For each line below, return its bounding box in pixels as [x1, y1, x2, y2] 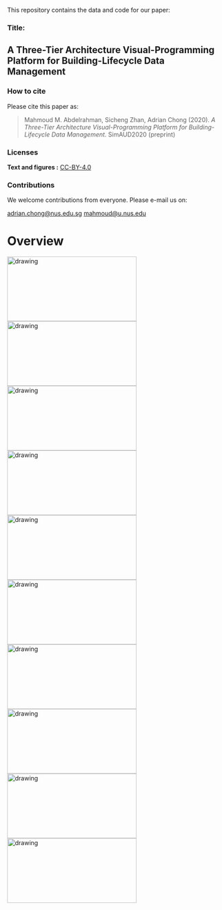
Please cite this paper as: [7, 102, 79, 110]
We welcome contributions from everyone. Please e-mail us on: [7, 196, 188, 204]
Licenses [7, 148, 39, 157]
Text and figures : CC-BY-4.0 [7, 163, 92, 171]
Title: [7, 23, 26, 32]
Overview [7, 234, 64, 249]
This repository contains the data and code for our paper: [7, 6, 170, 14]
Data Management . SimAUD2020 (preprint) [51, 130, 176, 139]
